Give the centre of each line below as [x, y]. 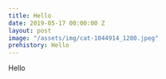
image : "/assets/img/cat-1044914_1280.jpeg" [83, 38]
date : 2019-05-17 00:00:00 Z [57, 23]
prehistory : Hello [39, 45]
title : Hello [30, 16]
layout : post [30, 30]
